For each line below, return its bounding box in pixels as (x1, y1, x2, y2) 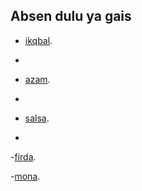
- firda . (10, 150, 37, 163)
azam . (24, 73, 51, 85)
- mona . (10, 170, 41, 182)
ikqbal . (24, 34, 53, 46)
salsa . (24, 112, 50, 124)
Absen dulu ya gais (10, 8, 132, 25)
